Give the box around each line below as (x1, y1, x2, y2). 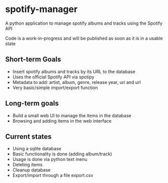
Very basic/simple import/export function (12, 84, 98, 90)
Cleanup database (12, 167, 51, 173)
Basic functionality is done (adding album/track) (12, 151, 112, 157)
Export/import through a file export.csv (12, 172, 94, 178)
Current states (5, 132, 52, 141)
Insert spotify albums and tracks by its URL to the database (12, 68, 136, 74)
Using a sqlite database (12, 146, 61, 152)
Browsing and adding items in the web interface (12, 118, 112, 124)
